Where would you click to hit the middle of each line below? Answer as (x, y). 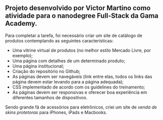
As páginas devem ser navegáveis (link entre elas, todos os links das (82, 77)
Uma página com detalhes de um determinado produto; (69, 61)
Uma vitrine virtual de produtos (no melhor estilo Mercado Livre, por (81, 50)
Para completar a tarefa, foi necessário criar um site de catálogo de (74, 35)
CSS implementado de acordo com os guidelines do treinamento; (79, 87)
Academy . (21, 23)
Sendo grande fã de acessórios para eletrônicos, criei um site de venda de (81, 107)
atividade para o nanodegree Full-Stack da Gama (82, 16)
